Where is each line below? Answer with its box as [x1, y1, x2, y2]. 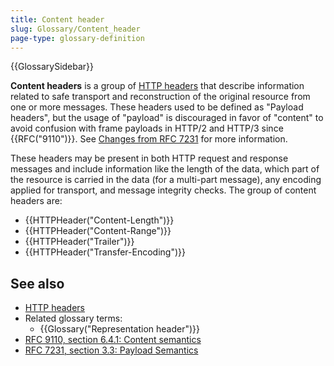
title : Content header [10, 14, 105, 25]
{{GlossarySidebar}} [10, 61, 95, 73]
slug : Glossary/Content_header [10, 24, 141, 34]
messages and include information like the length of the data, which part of [10, 163, 320, 175]
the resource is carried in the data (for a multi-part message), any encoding [10, 174, 322, 186]
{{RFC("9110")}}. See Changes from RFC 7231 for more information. [10, 133, 288, 145]
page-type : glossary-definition [10, 33, 145, 43]
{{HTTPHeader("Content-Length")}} [24, 214, 175, 226]
